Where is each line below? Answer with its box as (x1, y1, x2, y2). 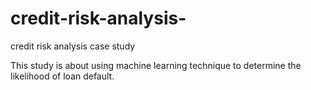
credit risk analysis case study (10, 40, 136, 52)
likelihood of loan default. (10, 70, 115, 82)
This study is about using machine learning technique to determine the (10, 59, 302, 71)
